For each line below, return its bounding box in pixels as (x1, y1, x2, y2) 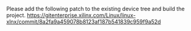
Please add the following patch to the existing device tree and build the (6, 5, 185, 12)
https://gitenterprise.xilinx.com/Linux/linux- (27, 12, 136, 19)
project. (6, 12, 26, 19)
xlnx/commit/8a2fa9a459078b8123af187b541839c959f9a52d (6, 18, 161, 25)
